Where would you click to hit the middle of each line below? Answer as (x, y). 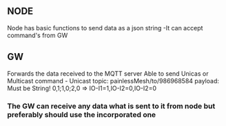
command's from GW (38, 35)
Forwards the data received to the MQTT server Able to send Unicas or (108, 73)
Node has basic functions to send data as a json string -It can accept (105, 28)
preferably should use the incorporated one (82, 114)
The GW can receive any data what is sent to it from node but (111, 106)
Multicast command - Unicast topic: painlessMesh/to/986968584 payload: (113, 81)
